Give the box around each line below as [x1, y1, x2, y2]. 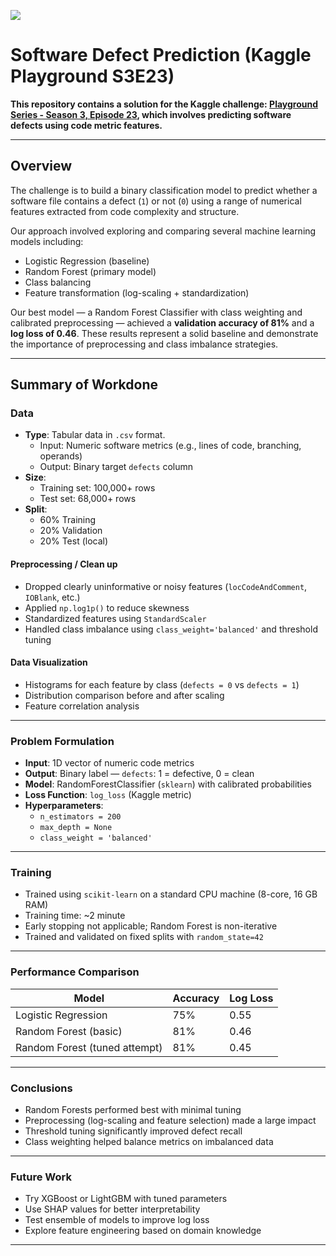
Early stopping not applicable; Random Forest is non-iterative [24, 920, 278, 932]
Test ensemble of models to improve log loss [24, 1214, 210, 1226]
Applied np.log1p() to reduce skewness [24, 601, 190, 614]
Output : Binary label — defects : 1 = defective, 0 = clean [24, 768, 255, 780]
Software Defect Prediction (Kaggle [10, 44, 312, 67]
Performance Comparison [10, 965, 140, 979]
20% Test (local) [39, 535, 109, 547]
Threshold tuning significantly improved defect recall [24, 1125, 243, 1137]
